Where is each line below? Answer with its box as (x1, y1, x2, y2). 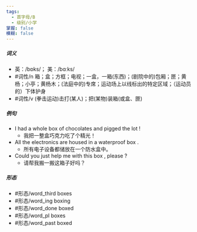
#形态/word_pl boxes (14, 212, 66, 219)
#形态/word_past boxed (14, 220, 72, 227)
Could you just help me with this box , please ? (14, 152, 128, 159)
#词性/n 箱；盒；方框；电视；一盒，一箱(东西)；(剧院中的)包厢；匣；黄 (14, 73, 187, 80)
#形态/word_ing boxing (14, 197, 71, 204)
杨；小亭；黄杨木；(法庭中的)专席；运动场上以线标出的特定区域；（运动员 (14, 80, 192, 87)
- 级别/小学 (11, 19, 37, 25)
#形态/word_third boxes (14, 190, 72, 197)
